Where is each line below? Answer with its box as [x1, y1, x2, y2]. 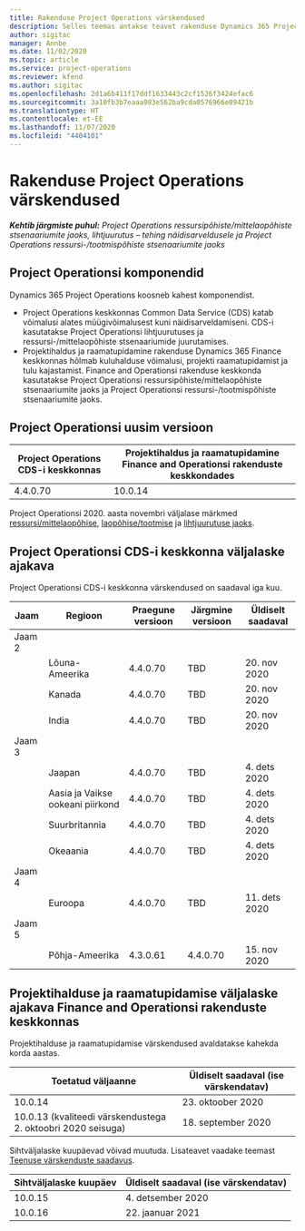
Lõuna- [48, 657, 82, 669]
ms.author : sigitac [9, 81, 84, 90]
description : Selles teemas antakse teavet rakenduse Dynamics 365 [9, 22, 271, 31]
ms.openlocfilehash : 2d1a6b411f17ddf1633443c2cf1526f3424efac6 [9, 89, 254, 98]
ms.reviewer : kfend [9, 73, 84, 82]
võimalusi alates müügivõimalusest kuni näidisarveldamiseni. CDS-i [22, 317, 274, 327]
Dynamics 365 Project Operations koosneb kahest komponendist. [9, 289, 255, 300]
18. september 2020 [182, 1117, 271, 1129]
